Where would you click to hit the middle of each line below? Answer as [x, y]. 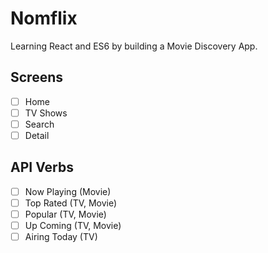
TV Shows [46, 113]
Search [39, 124]
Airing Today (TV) [61, 237]
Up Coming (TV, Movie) [73, 225]
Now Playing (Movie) [68, 191]
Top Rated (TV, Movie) [71, 203]
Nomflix [44, 18]
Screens [36, 77]
